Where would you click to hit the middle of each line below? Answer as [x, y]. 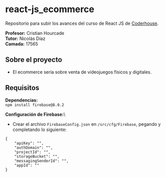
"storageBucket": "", [37, 156]
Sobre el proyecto [34, 60]
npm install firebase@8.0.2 [35, 105]
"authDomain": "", [34, 148]
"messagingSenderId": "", [42, 161]
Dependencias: [21, 100]
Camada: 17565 [22, 43]
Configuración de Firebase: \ [35, 114]
